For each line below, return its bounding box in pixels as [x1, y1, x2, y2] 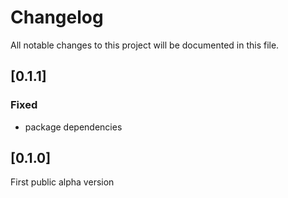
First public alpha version [10, 176, 115, 188]
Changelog [10, 6, 104, 29]
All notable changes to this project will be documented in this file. [10, 39, 280, 51]
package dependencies [24, 121, 123, 133]
